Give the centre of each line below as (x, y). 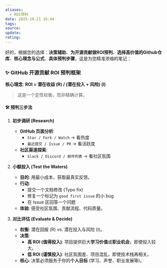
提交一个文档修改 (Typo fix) (55, 190)
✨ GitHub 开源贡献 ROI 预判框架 (43, 73)
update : (13, 33)
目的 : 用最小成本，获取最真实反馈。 (56, 178)
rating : (13, 38)
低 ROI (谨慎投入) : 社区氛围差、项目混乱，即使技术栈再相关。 (89, 255)
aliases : (14, 10)
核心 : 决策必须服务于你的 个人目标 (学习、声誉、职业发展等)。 (82, 261)
